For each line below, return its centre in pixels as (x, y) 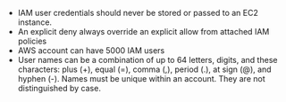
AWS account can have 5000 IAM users (91, 51)
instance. (34, 22)
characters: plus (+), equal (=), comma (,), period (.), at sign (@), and (144, 69)
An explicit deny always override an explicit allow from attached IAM (143, 31)
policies (32, 41)
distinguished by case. (59, 88)
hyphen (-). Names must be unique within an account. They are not (141, 78)
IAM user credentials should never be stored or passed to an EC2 (138, 13)
